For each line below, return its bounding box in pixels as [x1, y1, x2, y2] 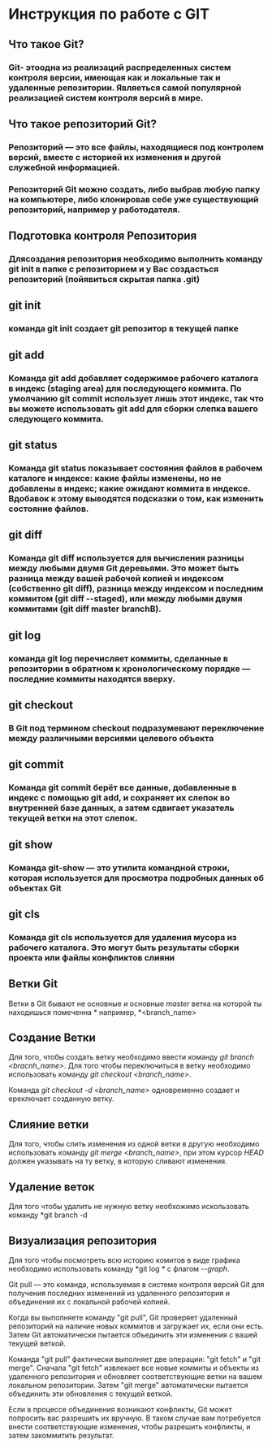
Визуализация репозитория [8, 1233, 157, 1247]
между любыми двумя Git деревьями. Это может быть [8, 562, 240, 574]
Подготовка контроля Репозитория [8, 229, 197, 243]
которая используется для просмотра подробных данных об [8, 872, 265, 883]
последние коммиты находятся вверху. [8, 673, 176, 684]
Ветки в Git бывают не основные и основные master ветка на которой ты [8, 999, 262, 1008]
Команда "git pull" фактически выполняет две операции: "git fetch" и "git [8, 1354, 261, 1363]
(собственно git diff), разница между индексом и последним [8, 583, 264, 594]
